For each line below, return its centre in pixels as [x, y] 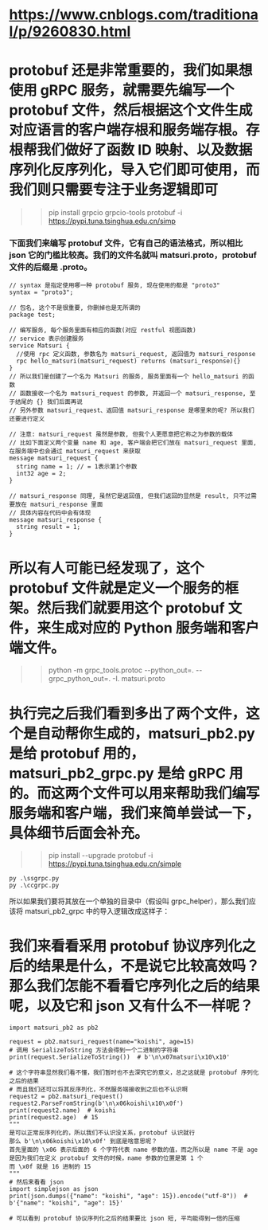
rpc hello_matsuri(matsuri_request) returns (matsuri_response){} [128, 361]
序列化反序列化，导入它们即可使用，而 [135, 170]
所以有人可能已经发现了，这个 [107, 568]
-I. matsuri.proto [138, 679]
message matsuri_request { [54, 458]
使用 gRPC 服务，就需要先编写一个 [122, 90]
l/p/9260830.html [70, 31]
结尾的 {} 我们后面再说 [49, 402]
